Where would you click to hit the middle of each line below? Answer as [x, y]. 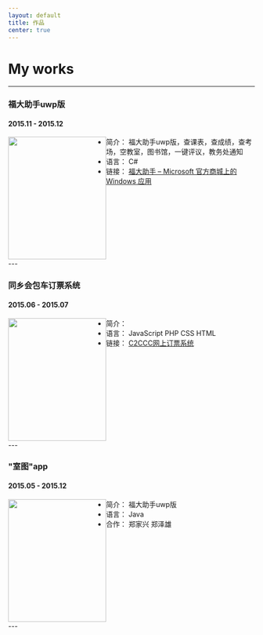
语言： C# [122, 162]
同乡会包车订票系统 [44, 286]
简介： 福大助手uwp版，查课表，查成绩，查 [176, 142]
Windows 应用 [129, 181]
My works [41, 69]
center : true [29, 30]
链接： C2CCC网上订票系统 [150, 343]
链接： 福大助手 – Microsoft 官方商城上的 [171, 172]
